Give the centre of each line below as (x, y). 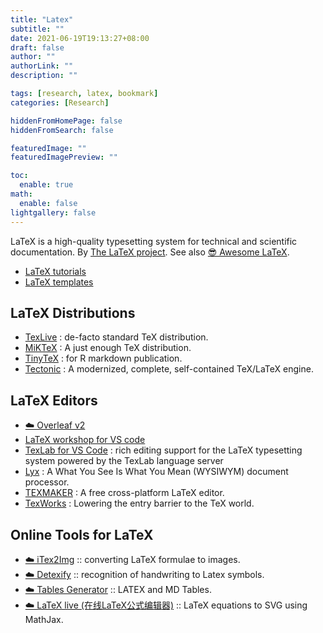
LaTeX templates (59, 282)
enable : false (48, 203)
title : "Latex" (42, 19)
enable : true (46, 185)
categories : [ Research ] (60, 102)
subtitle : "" (37, 29)
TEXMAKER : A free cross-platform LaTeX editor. (124, 493)
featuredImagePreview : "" (64, 157)
